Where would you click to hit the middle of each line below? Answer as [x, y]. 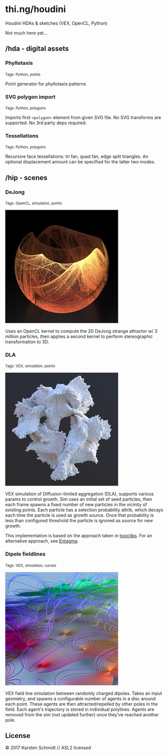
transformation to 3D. [27, 342]
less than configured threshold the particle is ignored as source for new [79, 521]
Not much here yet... [26, 33]
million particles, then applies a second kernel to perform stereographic [79, 336]
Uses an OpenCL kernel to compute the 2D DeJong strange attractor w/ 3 [81, 331]
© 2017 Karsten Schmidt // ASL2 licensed [48, 748]
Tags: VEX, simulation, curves [31, 565]
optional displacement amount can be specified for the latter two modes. [80, 162]
